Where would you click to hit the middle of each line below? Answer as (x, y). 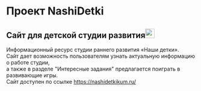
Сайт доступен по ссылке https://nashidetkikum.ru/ (71, 82)
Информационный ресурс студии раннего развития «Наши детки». (93, 50)
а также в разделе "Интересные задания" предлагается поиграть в (93, 69)
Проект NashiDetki (55, 11)
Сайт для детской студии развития (76, 35)
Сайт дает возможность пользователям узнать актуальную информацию (101, 56)
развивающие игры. (32, 75)
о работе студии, (28, 62)
